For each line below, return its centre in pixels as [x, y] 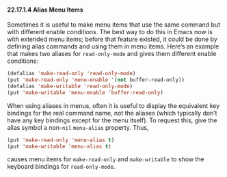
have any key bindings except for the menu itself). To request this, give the [112, 120]
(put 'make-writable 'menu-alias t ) [59, 146]
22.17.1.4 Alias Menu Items [45, 10]
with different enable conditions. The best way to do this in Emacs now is [110, 32]
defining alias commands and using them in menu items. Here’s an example [113, 46]
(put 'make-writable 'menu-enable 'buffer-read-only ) [85, 92]
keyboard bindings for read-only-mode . [61, 167]
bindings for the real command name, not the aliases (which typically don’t [112, 113]
